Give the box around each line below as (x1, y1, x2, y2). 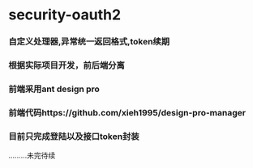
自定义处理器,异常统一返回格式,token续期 (8, 36, 170, 48)
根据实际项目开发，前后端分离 (8, 60, 126, 71)
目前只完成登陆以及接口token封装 (8, 131, 139, 142)
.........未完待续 (8, 151, 56, 161)
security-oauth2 (8, 6, 122, 24)
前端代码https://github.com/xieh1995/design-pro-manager (8, 107, 246, 118)
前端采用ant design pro (8, 83, 100, 94)
